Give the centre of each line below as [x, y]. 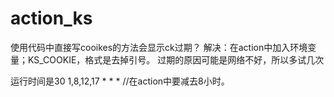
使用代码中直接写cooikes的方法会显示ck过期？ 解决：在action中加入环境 [159, 47]
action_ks [51, 18]
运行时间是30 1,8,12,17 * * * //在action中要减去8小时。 [120, 81]
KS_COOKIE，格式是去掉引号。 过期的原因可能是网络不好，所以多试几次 [176, 59]
